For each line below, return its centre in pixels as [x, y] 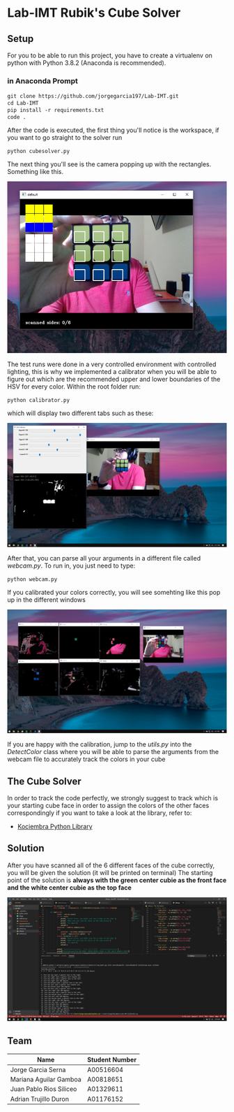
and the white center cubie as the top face [69, 887]
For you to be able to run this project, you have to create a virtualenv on [110, 55]
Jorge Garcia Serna [38, 1069]
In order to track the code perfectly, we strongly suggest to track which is [112, 798]
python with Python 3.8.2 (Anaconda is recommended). [87, 63]
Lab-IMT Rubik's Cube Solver [94, 13]
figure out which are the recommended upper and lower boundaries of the [114, 380]
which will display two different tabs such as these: [80, 413]
